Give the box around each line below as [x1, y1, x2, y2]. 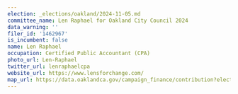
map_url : [7, 76, 33, 83]
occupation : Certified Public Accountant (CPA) [7, 50, 151, 57]
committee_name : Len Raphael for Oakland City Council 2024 [7, 17, 189, 24]
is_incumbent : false [7, 37, 69, 44]
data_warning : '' [7, 23, 59, 30]
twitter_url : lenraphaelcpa [7, 63, 91, 70]
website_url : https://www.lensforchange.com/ [7, 69, 144, 76]
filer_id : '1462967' [7, 30, 69, 37]
